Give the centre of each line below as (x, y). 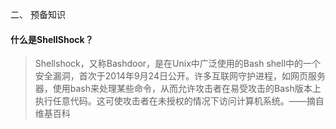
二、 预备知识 (38, 14)
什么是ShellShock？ (52, 39)
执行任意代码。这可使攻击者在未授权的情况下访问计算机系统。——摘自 (179, 101)
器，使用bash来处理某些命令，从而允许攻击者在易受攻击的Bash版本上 (178, 89)
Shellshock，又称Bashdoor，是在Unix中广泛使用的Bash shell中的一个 (178, 64)
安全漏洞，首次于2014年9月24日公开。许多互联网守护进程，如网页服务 (180, 76)
